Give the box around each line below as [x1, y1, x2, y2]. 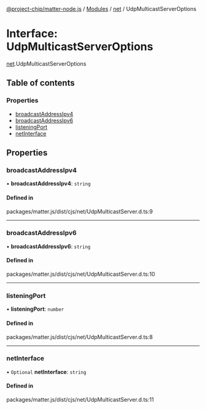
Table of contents [6, 78, 75, 88]
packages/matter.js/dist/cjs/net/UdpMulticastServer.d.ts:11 [6, 396, 154, 403]
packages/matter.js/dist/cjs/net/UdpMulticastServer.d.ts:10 [6, 270, 155, 278]
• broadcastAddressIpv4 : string [6, 180, 91, 187]
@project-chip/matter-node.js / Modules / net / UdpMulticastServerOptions [6, 6, 197, 12]
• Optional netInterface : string [6, 368, 87, 375]
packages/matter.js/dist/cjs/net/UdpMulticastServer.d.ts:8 [6, 333, 153, 340]
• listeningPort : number [6, 305, 64, 313]
